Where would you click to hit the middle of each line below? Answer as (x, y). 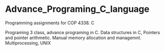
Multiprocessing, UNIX (28, 43)
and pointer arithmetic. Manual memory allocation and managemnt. (73, 38)
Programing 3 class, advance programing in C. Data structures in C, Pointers (82, 32)
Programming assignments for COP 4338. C (50, 23)
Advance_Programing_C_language (77, 9)
